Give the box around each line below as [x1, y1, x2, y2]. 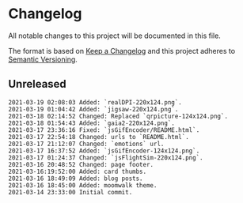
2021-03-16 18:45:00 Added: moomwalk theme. [8, 181, 158, 190]
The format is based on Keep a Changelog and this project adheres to [8, 46, 236, 55]
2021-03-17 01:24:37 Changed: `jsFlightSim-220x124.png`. [8, 153, 203, 162]
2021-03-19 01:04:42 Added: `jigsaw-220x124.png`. [8, 105, 179, 113]
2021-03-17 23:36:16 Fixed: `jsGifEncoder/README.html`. [8, 126, 200, 134]
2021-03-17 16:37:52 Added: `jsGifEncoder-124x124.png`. [8, 147, 200, 155]
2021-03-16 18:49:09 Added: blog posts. [8, 175, 144, 182]
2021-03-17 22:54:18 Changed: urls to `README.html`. [8, 133, 190, 141]
